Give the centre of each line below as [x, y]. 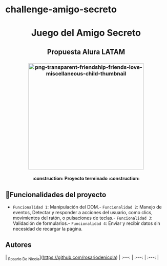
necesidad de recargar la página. [48, 229]
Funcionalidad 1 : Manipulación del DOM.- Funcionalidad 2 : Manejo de [87, 207]
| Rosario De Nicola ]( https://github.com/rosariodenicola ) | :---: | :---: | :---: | [82, 258]
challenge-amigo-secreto [61, 9]
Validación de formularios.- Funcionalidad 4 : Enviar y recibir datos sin [86, 223]
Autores [18, 245]
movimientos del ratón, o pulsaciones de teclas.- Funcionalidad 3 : [82, 218]
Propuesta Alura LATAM [86, 52]
